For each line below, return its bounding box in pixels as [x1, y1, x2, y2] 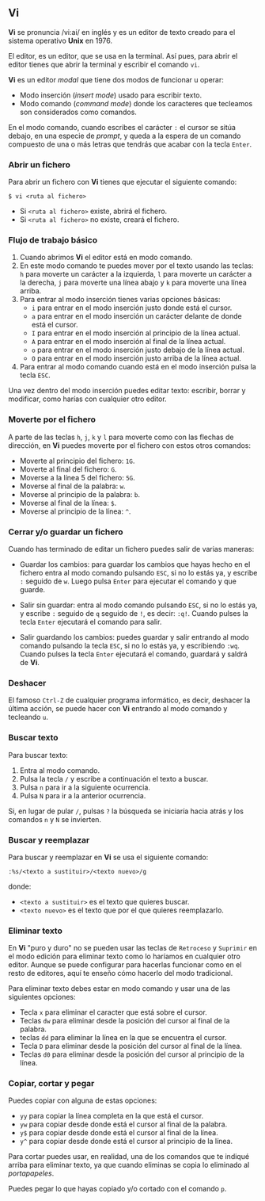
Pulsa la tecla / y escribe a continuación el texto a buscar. [19, 774, 209, 783]
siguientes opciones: [8, 993, 77, 1002]
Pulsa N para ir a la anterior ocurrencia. [19, 790, 146, 800]
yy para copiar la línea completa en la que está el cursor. [19, 1111, 204, 1121]
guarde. [19, 585, 46, 594]
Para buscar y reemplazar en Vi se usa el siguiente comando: [8, 852, 209, 862]
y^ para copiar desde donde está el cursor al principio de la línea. [19, 1137, 233, 1146]
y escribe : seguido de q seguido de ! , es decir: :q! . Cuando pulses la [19, 609, 248, 618]
